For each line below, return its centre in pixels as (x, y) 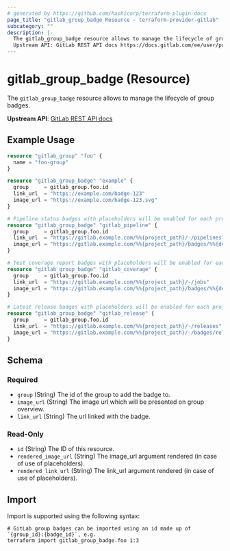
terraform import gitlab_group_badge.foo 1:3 (73, 541)
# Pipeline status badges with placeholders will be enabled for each (110, 219)
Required (23, 379)
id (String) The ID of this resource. (66, 449)
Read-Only (26, 434)
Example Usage (41, 140)
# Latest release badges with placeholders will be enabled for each (108, 307)
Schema (25, 360)
